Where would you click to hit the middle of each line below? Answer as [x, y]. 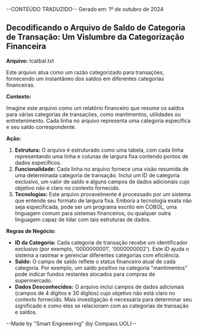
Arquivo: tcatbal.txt [30, 61]
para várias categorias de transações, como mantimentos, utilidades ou [94, 114]
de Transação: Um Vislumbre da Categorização [95, 37]
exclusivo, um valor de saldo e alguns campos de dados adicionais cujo [102, 181]
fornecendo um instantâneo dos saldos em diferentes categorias [85, 78]
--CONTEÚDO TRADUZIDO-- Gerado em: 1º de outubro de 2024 [85, 9]
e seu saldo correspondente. [41, 127]
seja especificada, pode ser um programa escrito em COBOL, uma [96, 207]
